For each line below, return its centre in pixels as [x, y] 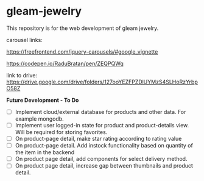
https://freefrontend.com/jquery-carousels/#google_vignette [82, 51]
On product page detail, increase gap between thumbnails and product [104, 166]
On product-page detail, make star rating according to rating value [98, 139]
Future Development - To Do [43, 100]
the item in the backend [45, 152]
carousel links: [24, 40]
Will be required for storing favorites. [61, 132]
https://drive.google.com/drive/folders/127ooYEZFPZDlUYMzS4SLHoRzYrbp [102, 82]
